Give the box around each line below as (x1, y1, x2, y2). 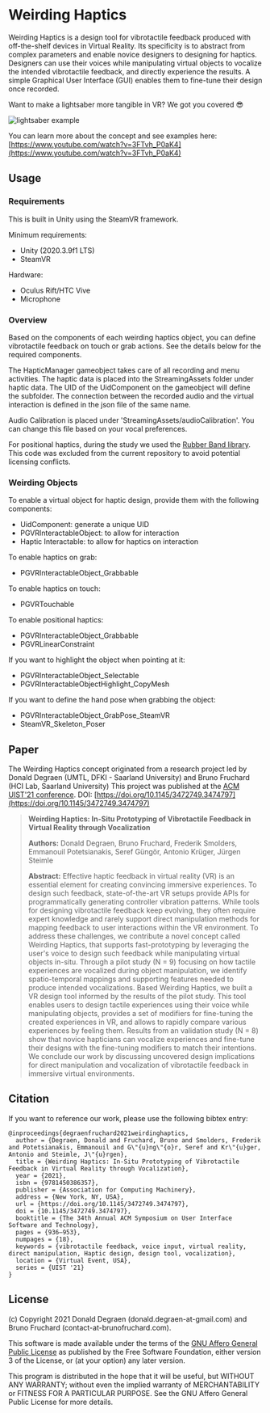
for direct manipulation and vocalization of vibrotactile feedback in (27, 1061, 249, 1070)
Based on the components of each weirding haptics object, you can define (8, 332, 256, 342)
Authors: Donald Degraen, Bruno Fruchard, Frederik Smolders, (27, 838, 238, 848)
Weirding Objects (8, 477, 78, 488)
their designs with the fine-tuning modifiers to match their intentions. (27, 1043, 257, 1052)
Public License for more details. (8, 1397, 114, 1407)
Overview (8, 314, 48, 325)
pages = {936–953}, (15, 1228, 81, 1236)
